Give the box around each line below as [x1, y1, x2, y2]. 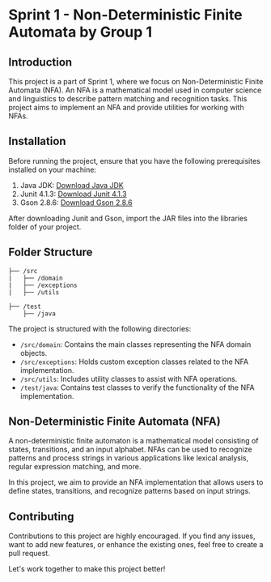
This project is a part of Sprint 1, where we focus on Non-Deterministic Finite [8, 77, 264, 86]
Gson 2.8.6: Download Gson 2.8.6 [19, 197, 133, 208]
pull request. [8, 549, 50, 558]
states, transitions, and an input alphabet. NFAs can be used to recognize [8, 444, 252, 455]
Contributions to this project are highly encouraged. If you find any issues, [8, 531, 256, 541]
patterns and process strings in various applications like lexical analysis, [8, 453, 249, 463]
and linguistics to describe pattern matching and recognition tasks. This [8, 94, 248, 103]
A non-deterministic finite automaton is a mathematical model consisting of [8, 436, 259, 446]
